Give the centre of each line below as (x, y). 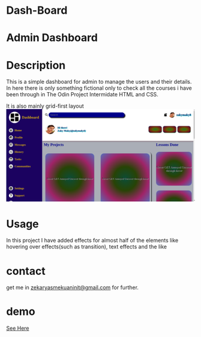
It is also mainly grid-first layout (45, 106)
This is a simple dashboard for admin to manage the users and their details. (99, 82)
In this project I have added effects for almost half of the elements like (92, 241)
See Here (18, 328)
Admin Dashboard (52, 38)
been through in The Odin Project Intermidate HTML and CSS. (82, 95)
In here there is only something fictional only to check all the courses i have (99, 88)
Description (36, 65)
